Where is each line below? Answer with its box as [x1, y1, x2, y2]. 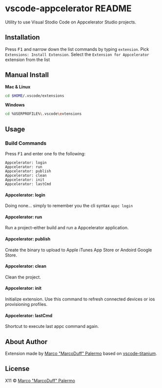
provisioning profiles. [5, 302, 48, 307]
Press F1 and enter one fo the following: [5, 151, 86, 156]
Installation [5, 33, 40, 42]
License [5, 365, 30, 373]
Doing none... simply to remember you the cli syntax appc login [5, 203, 133, 209]
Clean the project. [5, 274, 41, 280]
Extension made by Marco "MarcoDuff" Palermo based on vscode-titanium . [5, 350, 157, 357]
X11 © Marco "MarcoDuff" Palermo [5, 377, 76, 384]
